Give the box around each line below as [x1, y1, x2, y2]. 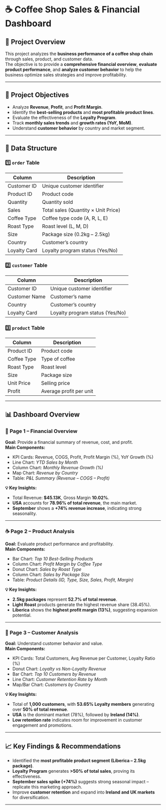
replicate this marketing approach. [12, 784, 83, 790]
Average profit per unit [41, 388, 93, 395]
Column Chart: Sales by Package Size [12, 571, 90, 578]
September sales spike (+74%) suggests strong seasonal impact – [12, 779, 149, 785]
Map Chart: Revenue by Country [12, 470, 78, 476]
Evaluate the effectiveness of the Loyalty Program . [12, 115, 117, 121]
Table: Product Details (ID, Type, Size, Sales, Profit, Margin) [12, 577, 134, 583]
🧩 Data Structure [5, 144, 57, 153]
